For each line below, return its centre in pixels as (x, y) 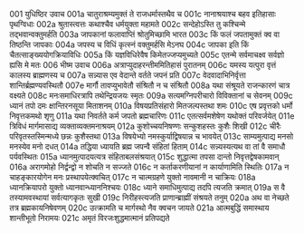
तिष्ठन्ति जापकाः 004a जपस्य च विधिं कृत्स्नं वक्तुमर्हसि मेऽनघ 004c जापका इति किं (129, 44)
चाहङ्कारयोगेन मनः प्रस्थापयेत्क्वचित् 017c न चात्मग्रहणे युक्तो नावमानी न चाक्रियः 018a (133, 177)
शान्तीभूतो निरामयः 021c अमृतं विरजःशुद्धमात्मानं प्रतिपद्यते (90, 218)
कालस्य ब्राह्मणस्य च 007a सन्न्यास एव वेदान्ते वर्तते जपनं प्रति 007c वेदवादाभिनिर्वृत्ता (128, 75)
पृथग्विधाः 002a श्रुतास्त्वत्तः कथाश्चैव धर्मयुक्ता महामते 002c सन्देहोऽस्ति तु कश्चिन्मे (128, 24)
